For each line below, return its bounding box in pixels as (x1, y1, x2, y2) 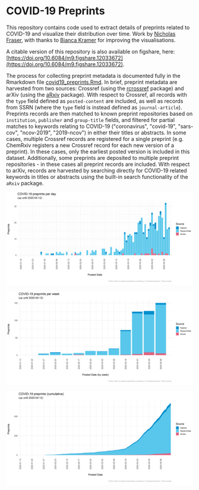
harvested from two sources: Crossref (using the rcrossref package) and (6, 84, 184, 92)
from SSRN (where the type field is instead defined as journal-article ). (6, 103, 182, 111)
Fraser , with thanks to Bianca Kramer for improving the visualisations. (6, 36, 176, 43)
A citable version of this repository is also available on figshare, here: (6, 48, 175, 55)
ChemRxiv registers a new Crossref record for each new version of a (6, 142, 174, 149)
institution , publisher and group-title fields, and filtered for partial (6, 116, 175, 123)
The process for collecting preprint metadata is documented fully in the (6, 72, 181, 79)
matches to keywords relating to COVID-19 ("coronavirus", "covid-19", (6, 122, 177, 130)
